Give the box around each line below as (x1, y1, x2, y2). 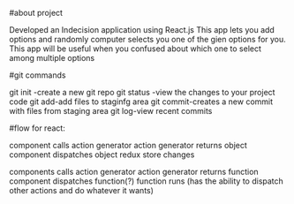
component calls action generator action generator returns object (9, 140, 247, 150)
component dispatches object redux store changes (9, 149, 195, 160)
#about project (9, 8, 64, 18)
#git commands (9, 70, 66, 80)
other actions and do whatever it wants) (9, 185, 155, 195)
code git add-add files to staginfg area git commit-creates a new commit (9, 96, 274, 107)
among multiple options (9, 53, 95, 63)
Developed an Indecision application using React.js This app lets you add (9, 25, 275, 34)
